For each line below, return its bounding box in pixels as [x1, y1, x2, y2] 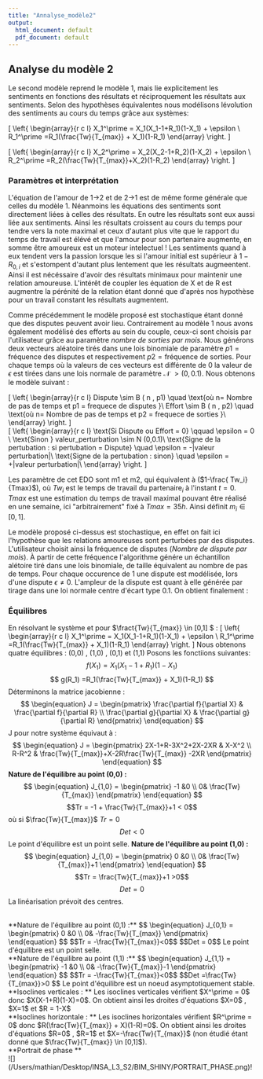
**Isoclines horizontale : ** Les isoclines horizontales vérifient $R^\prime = [8, 1011, 253, 1022]
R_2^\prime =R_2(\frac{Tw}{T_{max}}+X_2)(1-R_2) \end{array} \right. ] [8, 156, 236, 165]
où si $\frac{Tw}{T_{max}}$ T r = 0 [8, 814, 120, 824]
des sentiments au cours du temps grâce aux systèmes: [8, 108, 189, 118]
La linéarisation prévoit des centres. [8, 897, 124, 906]
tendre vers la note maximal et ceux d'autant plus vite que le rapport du [8, 226, 239, 236]
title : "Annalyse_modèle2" [8, 11, 97, 20]
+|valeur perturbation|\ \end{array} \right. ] [8, 460, 148, 469]
